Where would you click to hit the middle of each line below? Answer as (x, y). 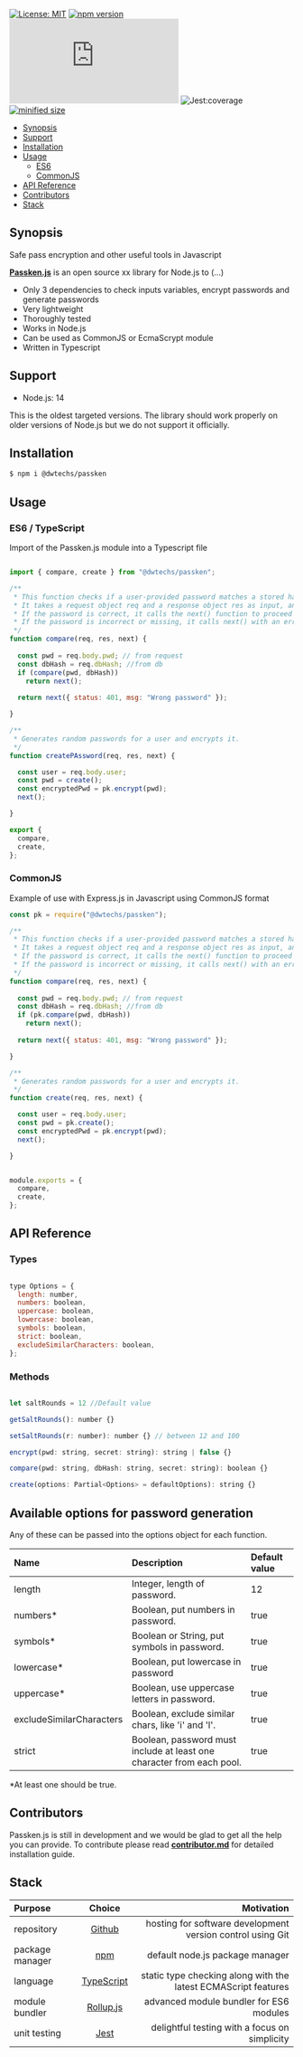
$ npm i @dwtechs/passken (58, 474)
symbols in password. (178, 1646)
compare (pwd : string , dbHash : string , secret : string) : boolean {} (139, 1469)
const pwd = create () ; (60, 781)
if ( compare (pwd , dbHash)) (68, 673)
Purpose (32, 1908)
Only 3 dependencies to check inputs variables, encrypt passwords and (156, 289)
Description (157, 1562)
